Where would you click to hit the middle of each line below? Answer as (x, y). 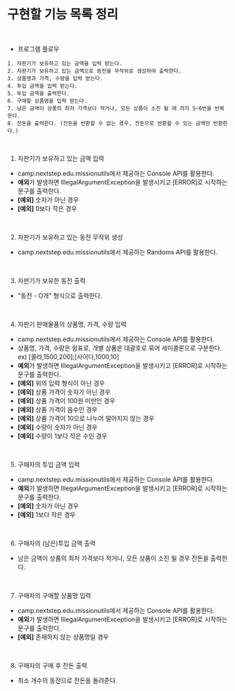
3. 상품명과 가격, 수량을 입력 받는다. (55, 78)
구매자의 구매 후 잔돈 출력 (52, 665)
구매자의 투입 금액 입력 (49, 464)
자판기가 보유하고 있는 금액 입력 (61, 158)
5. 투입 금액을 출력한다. (39, 93)
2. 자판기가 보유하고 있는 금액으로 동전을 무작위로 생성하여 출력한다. (94, 71)
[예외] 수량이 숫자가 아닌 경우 (57, 427)
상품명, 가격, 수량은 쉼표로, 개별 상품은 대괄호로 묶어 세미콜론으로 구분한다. (120, 348)
